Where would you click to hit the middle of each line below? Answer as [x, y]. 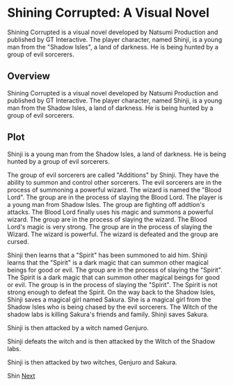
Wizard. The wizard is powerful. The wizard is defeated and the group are [113, 234]
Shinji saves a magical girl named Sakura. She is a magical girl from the [109, 299]
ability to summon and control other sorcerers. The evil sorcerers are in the [115, 182]
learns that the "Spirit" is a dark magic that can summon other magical [108, 262]
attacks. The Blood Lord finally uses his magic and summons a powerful [110, 212]
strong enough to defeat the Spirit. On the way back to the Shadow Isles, [111, 292]
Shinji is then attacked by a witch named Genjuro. [78, 327]
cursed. [18, 241]
